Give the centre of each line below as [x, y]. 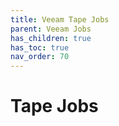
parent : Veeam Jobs [51, 29]
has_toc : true [40, 47]
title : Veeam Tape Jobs [60, 19]
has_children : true [51, 38]
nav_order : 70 [40, 57]
